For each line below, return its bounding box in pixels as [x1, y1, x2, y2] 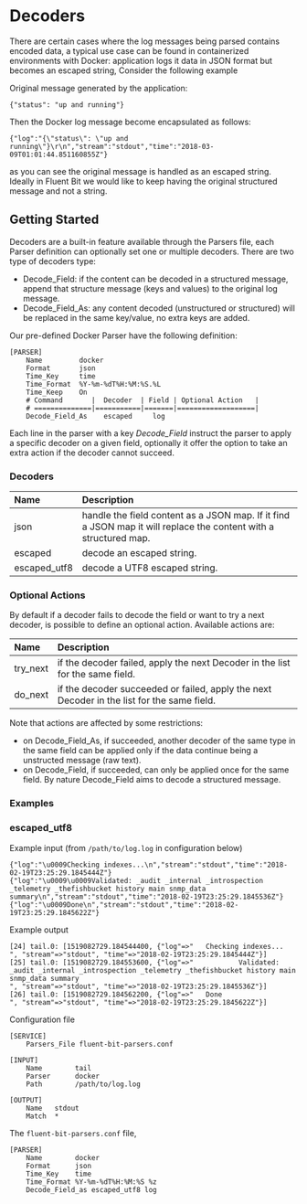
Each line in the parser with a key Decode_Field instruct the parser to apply [9, 427, 292, 439]
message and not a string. [9, 185, 108, 197]
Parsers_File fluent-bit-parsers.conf [26, 1039, 174, 1049]
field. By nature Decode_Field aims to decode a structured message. [22, 774, 281, 785]
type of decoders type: [9, 255, 96, 266]
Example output [9, 924, 69, 935]
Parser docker [26, 1071, 101, 1081]
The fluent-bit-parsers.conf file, [9, 1127, 137, 1138]
